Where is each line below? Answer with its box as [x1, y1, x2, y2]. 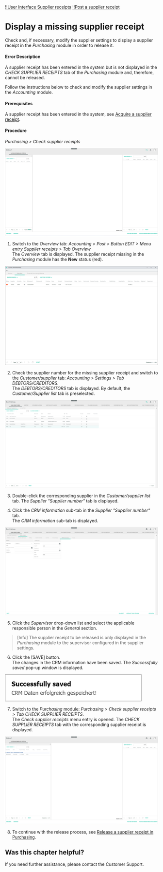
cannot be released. [5, 75, 45, 81]
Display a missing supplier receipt [5, 21, 145, 32]
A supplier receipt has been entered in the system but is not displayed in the [5, 64, 157, 70]
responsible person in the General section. [12, 625, 98, 631]
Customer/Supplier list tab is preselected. [12, 390, 95, 396]
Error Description [5, 54, 41, 59]
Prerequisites [5, 100, 33, 106]
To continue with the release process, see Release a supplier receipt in [12, 829, 154, 835]
